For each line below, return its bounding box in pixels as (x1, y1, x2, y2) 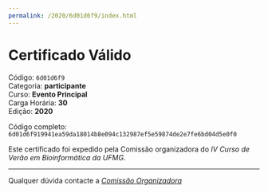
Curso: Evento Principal (8, 89, 88, 99)
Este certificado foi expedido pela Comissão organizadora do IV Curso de (8, 144, 250, 154)
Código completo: (8, 121, 68, 132)
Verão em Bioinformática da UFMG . (8, 152, 126, 162)
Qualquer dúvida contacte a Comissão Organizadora (8, 175, 182, 185)
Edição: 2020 (8, 106, 53, 116)
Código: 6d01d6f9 (8, 73, 65, 82)
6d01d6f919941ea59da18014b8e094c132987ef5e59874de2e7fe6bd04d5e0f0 (8, 130, 238, 138)
